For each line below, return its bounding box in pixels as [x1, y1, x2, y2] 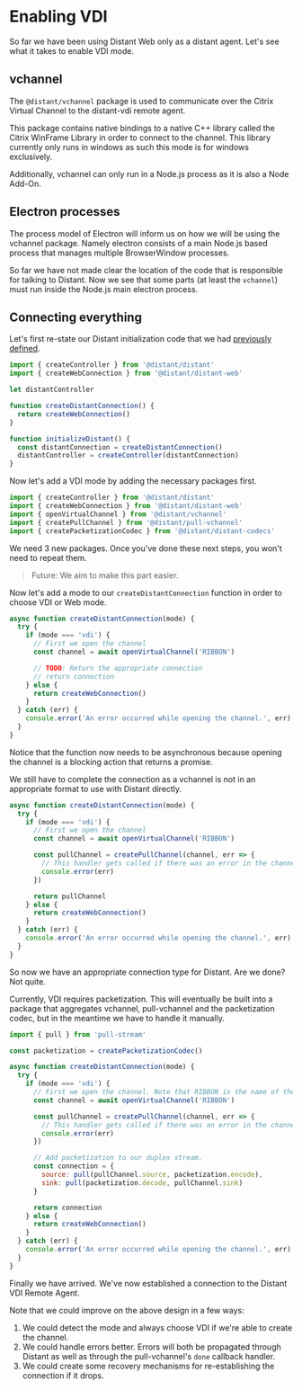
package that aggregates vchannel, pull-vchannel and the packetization [9, 1002, 276, 1013]
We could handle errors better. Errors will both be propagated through [22, 1341, 281, 1352]
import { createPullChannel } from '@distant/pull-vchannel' [9, 518, 244, 527]
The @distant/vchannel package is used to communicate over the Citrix [9, 95, 274, 106]
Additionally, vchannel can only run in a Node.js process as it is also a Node [9, 168, 289, 179]
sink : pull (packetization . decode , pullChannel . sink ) [41, 1178, 244, 1188]
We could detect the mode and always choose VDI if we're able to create [22, 1322, 293, 1332]
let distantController [9, 385, 94, 395]
